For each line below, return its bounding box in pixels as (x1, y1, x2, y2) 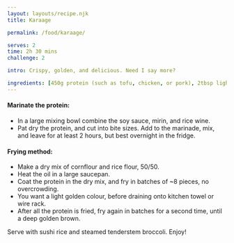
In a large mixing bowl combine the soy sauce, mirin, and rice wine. (17, 116, 210, 125)
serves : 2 (7, 42, 36, 49)
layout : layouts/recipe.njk (7, 10, 89, 17)
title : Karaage (7, 17, 52, 24)
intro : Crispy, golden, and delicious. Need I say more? (7, 67, 176, 74)
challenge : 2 (7, 55, 45, 62)
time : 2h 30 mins (7, 48, 58, 56)
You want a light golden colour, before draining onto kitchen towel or (17, 192, 214, 201)
